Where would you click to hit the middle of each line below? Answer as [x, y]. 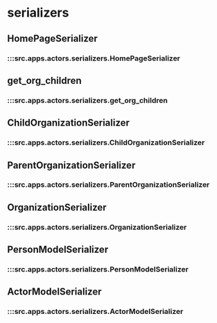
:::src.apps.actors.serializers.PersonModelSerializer [98, 270]
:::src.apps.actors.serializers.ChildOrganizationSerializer [106, 142]
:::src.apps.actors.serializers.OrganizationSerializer [97, 227]
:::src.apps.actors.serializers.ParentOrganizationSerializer [108, 185]
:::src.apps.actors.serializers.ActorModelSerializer [95, 312]
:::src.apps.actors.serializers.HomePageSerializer [94, 58]
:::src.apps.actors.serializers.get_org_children [87, 100]
